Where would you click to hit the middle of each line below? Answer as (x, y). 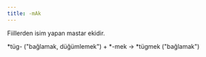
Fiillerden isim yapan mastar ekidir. (56, 33)
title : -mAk (24, 13)
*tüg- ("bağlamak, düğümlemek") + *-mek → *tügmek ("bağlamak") (103, 46)
